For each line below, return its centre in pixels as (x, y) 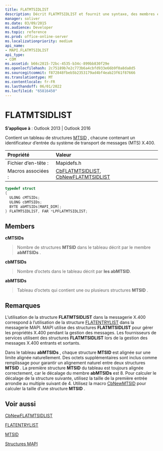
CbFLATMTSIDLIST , (78, 171)
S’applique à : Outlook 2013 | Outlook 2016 (48, 128)
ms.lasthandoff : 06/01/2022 (33, 86)
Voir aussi (20, 404)
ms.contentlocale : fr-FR (30, 82)
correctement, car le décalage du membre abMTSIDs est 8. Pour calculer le (81, 373)
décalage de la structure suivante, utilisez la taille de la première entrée (76, 378)
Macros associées (28, 171)
